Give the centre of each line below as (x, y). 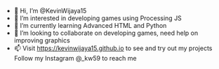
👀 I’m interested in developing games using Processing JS (98, 18)
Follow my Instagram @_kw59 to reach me (75, 58)
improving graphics (42, 40)
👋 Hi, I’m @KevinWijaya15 (50, 11)
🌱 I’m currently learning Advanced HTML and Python (90, 25)
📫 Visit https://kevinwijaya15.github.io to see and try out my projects (113, 48)
